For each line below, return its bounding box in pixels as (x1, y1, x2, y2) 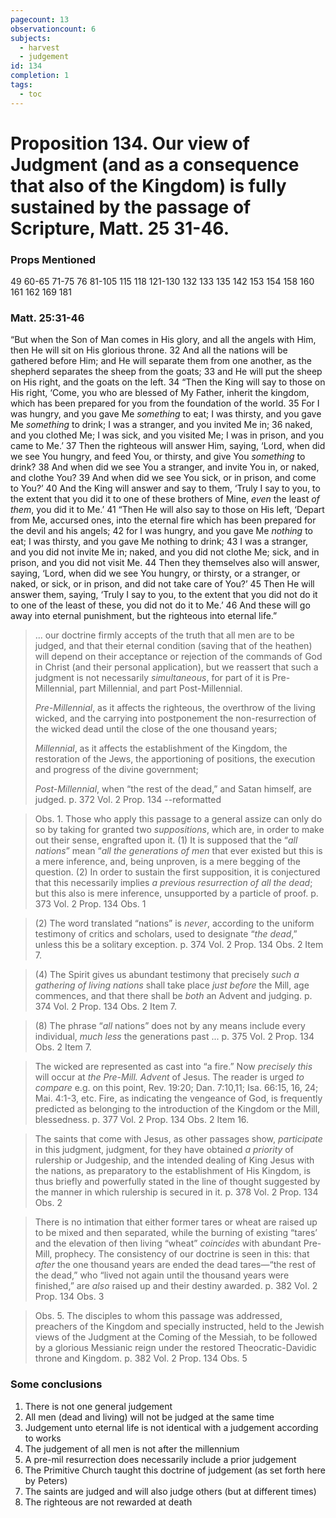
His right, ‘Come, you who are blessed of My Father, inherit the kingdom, (10, 387, 310, 399)
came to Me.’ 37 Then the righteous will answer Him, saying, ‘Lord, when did (10, 440, 326, 452)
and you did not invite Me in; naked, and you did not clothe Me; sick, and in (10, 546, 320, 558)
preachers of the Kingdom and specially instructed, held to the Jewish (34, 1321, 325, 1333)
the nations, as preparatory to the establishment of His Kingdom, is (34, 1165, 312, 1177)
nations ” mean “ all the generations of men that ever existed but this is (34, 845, 323, 857)
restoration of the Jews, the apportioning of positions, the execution (34, 753, 316, 765)
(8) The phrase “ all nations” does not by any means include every (34, 1020, 306, 1032)
